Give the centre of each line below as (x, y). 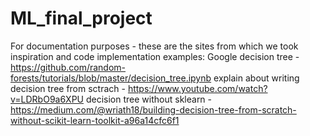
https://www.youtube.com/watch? (197, 88)
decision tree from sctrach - (68, 88)
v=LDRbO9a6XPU (47, 99)
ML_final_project (81, 18)
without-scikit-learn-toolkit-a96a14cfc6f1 (95, 120)
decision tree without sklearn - (149, 99)
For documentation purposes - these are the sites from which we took (154, 46)
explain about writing (256, 78)
